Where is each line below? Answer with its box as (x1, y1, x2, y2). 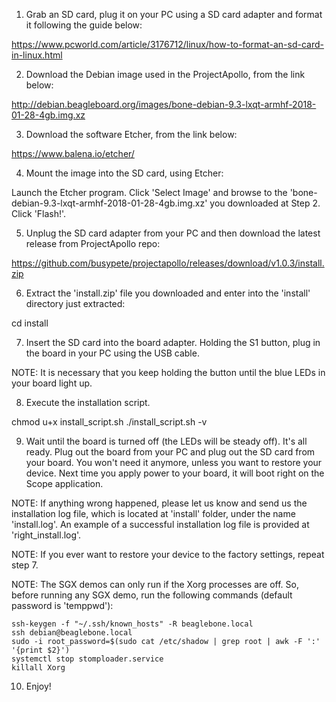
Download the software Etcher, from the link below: (25, 129, 238, 140)
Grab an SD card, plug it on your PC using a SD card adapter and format (25, 9, 323, 20)
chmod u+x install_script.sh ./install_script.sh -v (11, 416, 208, 428)
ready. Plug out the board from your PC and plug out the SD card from (25, 446, 316, 458)
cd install (11, 317, 49, 329)
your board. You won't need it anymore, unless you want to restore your (25, 457, 323, 468)
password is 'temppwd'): (11, 600, 114, 611)
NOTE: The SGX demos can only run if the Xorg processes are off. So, (11, 579, 299, 590)
